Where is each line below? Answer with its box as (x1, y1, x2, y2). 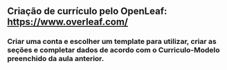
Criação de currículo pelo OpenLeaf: (7, 5, 167, 17)
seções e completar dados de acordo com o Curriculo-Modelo (7, 45, 220, 55)
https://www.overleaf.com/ (7, 16, 128, 28)
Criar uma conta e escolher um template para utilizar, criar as (7, 37, 217, 47)
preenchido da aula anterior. (7, 54, 105, 64)
